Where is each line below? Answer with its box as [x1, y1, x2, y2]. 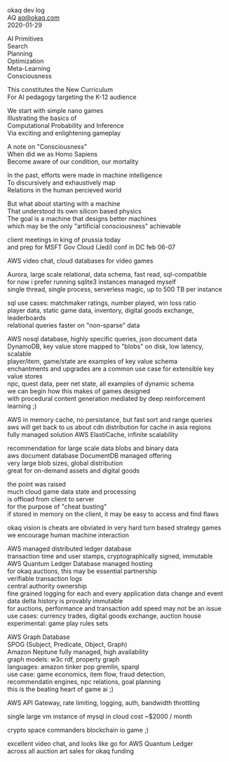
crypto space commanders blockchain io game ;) [7, 726, 149, 734]
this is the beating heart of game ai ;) [7, 685, 114, 693]
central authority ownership [7, 582, 88, 590]
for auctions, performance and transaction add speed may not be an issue [7, 604, 222, 612]
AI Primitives [7, 34, 43, 43]
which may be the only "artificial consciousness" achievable [7, 222, 181, 230]
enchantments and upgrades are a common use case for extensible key [7, 364, 215, 373]
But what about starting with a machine [7, 199, 121, 208]
